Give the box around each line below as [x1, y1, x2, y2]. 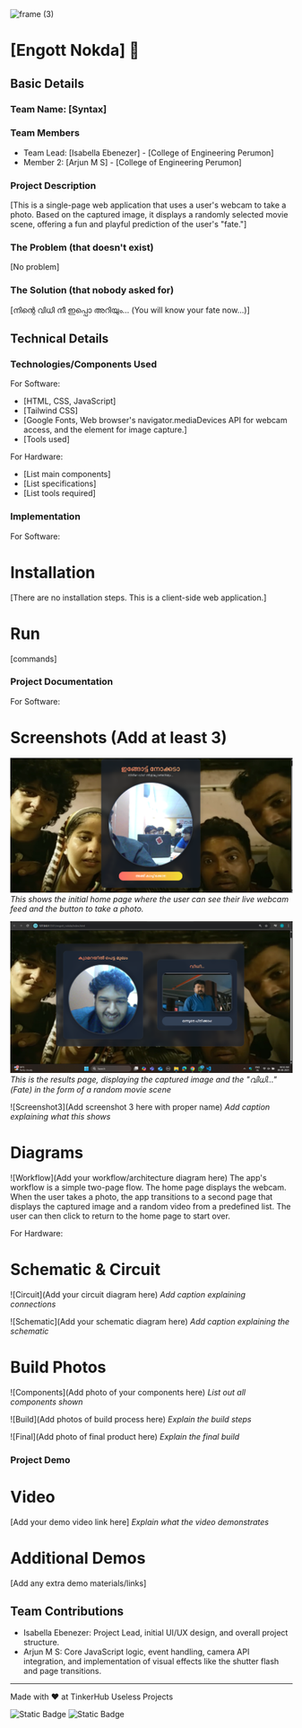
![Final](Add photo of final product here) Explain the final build [10, 1431, 240, 1441]
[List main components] [22, 469, 111, 480]
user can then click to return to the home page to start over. [10, 1210, 231, 1221]
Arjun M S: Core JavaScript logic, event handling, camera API [22, 1646, 250, 1657]
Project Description [10, 179, 97, 191]
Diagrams [10, 1143, 84, 1163]
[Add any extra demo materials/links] [10, 1577, 147, 1589]
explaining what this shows [10, 1111, 111, 1121]
